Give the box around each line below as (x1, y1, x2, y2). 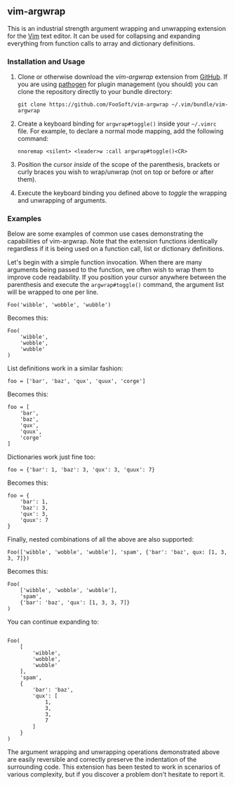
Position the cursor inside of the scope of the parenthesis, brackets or (17, 161, 220, 169)
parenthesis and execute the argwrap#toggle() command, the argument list (7, 281, 224, 289)
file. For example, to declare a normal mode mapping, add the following (17, 127, 224, 135)
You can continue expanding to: (7, 617, 100, 626)
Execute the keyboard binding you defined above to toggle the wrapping (17, 189, 227, 197)
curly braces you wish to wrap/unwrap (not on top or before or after (17, 168, 214, 176)
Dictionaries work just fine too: (7, 452, 96, 462)
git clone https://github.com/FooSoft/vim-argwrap (17, 101, 169, 108)
